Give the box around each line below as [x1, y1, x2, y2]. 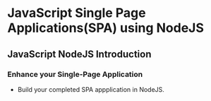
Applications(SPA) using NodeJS [7, 20, 205, 36]
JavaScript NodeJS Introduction [7, 48, 152, 60]
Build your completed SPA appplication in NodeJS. [17, 85, 164, 93]
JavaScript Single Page [7, 5, 146, 21]
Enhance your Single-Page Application [7, 69, 143, 79]
